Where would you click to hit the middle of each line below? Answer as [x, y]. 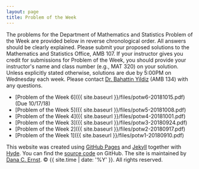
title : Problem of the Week [41, 17]
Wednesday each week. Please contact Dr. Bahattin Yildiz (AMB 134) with [97, 79]
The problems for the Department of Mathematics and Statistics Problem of [100, 34]
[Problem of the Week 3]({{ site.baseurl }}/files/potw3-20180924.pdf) [101, 122]
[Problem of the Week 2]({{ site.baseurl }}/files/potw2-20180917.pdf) [100, 129]
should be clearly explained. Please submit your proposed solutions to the [98, 47]
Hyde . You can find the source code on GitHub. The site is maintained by [96, 153]
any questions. [25, 85]
